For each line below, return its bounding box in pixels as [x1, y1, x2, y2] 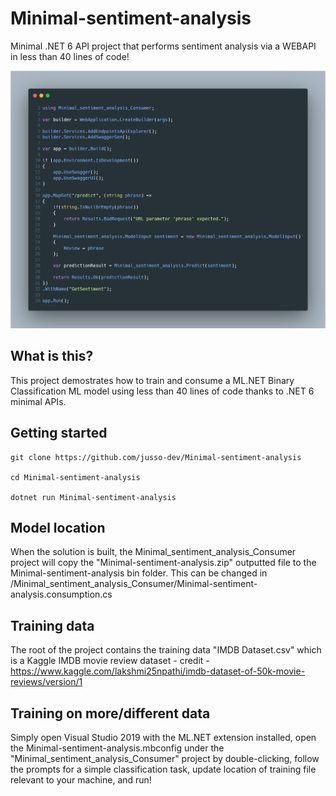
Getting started [10, 425, 108, 442]
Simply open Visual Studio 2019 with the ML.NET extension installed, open [10, 731, 317, 743]
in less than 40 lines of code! [10, 50, 130, 62]
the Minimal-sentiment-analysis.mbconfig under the [10, 742, 225, 754]
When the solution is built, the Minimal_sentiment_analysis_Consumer [10, 546, 297, 558]
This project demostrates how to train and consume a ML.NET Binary [10, 374, 295, 386]
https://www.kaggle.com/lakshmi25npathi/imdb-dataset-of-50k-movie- [10, 665, 306, 677]
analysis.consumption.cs [10, 588, 113, 601]
